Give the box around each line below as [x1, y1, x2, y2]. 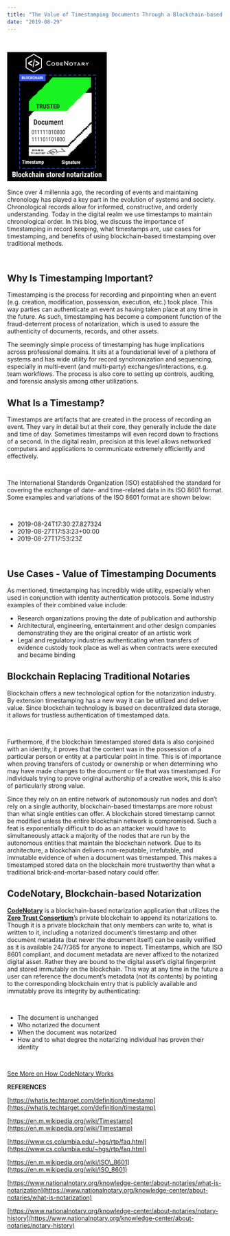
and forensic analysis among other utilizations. [7, 377, 139, 386]
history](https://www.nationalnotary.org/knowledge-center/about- [7, 1214, 194, 1222]
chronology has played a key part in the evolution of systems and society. [7, 195, 216, 203]
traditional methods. [7, 239, 64, 247]
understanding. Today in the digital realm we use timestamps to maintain [7, 210, 213, 218]
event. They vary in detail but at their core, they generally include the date [7, 423, 216, 431]
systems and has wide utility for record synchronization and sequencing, [7, 355, 213, 364]
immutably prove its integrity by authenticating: [7, 987, 141, 995]
